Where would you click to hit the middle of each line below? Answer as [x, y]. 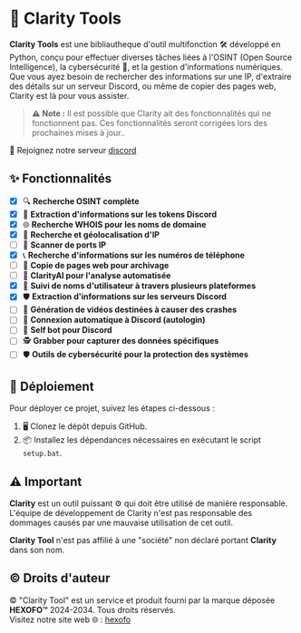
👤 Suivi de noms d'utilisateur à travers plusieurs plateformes [139, 286]
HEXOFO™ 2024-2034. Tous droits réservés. [93, 609]
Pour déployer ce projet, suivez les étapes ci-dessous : [112, 408]
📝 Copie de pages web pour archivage [96, 266]
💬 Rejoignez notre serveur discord [73, 150]
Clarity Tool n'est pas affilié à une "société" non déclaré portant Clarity [143, 540]
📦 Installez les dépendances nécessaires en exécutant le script [141, 440]
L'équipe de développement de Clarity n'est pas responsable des [131, 513]
